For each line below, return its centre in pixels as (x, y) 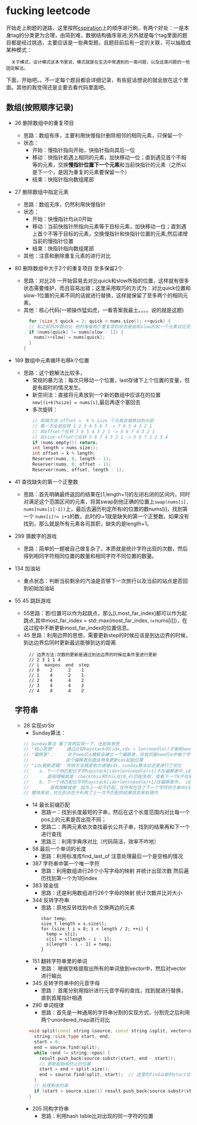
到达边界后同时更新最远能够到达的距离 (69, 642)
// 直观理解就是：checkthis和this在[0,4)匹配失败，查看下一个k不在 (106, 776)
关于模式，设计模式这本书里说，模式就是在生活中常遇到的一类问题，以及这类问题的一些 (101, 62)
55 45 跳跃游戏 (33, 601)
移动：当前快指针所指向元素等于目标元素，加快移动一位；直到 (107, 226)
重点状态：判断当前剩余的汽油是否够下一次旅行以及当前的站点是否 (103, 581)
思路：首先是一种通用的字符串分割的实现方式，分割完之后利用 (116, 1013)
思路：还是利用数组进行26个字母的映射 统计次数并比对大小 (112, 893)
